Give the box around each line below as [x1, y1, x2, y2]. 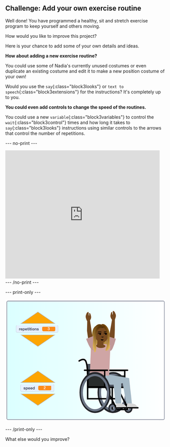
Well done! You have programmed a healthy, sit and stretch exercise [5, 17, 148, 23]
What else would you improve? [5, 436, 70, 442]
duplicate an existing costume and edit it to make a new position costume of [5, 68, 165, 74]
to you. [5, 94, 20, 100]
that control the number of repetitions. [5, 130, 86, 136]
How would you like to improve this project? [5, 33, 97, 39]
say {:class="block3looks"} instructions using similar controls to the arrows [5, 125, 162, 131]
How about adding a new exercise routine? [5, 53, 98, 59]
